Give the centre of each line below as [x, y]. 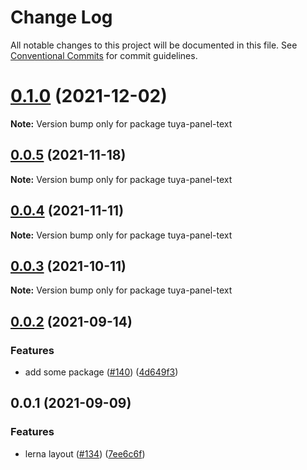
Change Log [61, 17]
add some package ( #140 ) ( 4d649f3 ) [101, 372]
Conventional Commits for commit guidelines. [104, 55]
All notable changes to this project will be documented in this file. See [154, 45]
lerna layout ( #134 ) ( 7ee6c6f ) [85, 453]
